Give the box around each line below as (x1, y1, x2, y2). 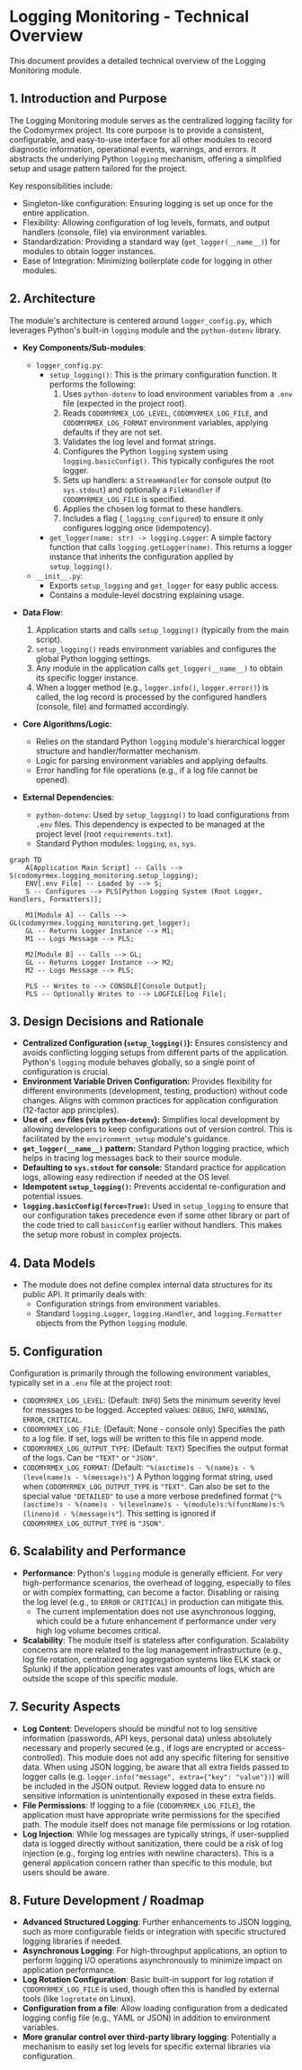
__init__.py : (35, 570, 84, 581)
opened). (35, 774, 70, 785)
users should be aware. (22, 1866, 110, 1877)
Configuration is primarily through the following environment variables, (9, 1368, 271, 1378)
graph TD (9, 855, 42, 865)
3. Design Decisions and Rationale (9, 1013, 204, 1029)
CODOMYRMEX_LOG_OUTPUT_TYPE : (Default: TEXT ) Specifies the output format (22, 1443, 289, 1453)
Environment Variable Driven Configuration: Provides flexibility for (22, 1076, 272, 1087)
